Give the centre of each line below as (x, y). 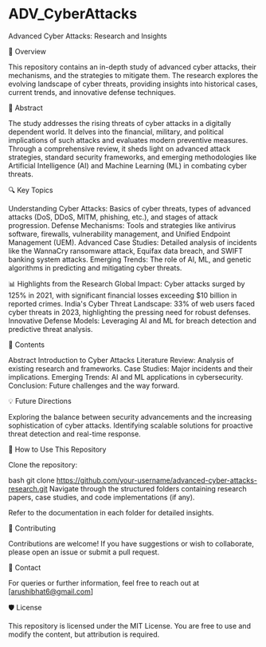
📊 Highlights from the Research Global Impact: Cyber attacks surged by (127, 283)
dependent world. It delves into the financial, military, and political (116, 132)
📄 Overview (27, 51)
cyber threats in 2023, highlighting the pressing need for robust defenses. (129, 312)
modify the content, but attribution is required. (84, 634)
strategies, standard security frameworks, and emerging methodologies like (133, 157)
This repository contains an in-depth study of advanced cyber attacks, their (133, 67)
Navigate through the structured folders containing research (148, 488)
